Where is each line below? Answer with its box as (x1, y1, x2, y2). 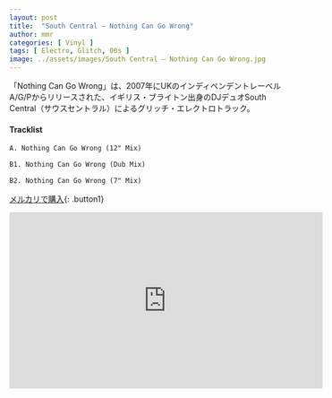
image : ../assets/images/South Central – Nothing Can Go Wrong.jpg (9, 55, 267, 64)
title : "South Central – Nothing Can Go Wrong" (9, 22, 194, 30)
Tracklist (9, 124, 43, 134)
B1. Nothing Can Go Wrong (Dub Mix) (9, 160, 146, 169)
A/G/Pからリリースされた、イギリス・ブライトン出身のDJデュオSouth (9, 91, 267, 102)
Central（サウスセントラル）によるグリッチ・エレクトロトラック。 (9, 103, 255, 113)
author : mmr (9, 30, 54, 39)
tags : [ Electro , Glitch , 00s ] (9, 47, 130, 56)
